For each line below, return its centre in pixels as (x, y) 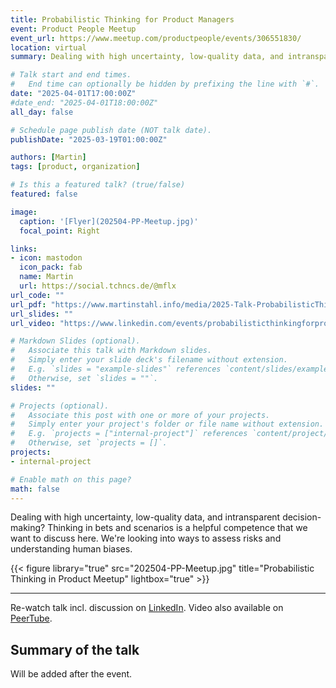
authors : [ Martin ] (48, 157)
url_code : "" (37, 295)
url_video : (33, 323)
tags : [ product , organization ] (75, 167)
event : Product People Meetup (73, 29)
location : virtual (48, 47)
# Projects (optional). (60, 406)
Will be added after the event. (71, 674)
